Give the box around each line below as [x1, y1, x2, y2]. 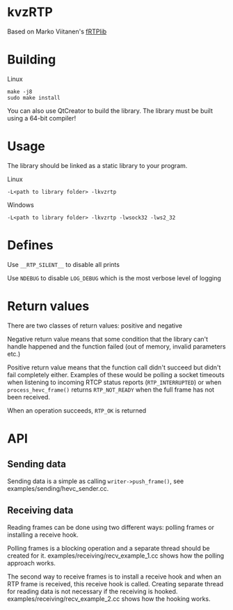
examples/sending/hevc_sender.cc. [7, 484, 109, 492]
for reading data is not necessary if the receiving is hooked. [7, 587, 178, 595]
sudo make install [7, 94, 61, 101]
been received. [7, 392, 51, 401]
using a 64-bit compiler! [7, 114, 77, 122]
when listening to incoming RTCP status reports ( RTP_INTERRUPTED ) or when [7, 378, 222, 386]
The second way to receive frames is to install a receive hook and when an [7, 572, 221, 581]
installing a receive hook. [7, 531, 79, 539]
